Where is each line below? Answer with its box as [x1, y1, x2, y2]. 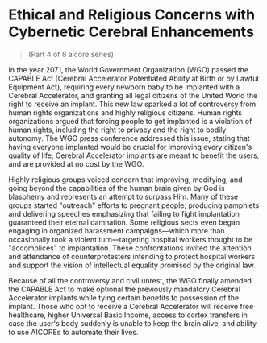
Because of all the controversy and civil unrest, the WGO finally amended [8, 275, 252, 285]
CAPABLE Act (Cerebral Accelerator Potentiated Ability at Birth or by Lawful [8, 73, 260, 83]
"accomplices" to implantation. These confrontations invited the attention [8, 243, 252, 253]
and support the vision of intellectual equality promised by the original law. [8, 260, 256, 270]
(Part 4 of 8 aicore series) [27, 49, 115, 59]
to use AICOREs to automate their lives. [8, 327, 139, 337]
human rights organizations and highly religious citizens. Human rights [8, 107, 243, 118]
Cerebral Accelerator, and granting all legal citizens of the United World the [8, 90, 258, 100]
